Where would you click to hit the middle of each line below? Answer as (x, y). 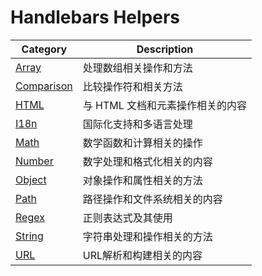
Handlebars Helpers (95, 17)
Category (44, 49)
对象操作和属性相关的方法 (142, 180)
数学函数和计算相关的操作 (142, 143)
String (29, 236)
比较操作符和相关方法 (132, 86)
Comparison (44, 86)
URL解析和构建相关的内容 (142, 255)
